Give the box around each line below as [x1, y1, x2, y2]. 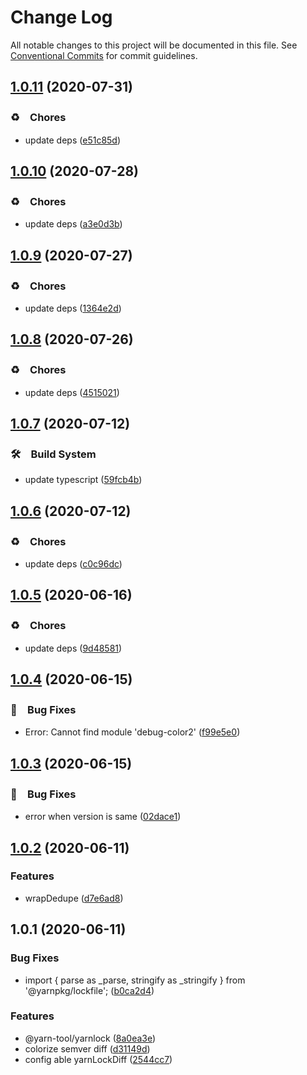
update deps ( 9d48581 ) [24, 642, 123, 654]
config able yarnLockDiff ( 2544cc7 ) [24, 1053, 173, 1065]
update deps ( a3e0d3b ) [24, 218, 123, 230]
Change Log [10, 6, 113, 29]
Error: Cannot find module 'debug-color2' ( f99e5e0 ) [24, 726, 241, 738]
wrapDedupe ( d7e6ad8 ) [24, 892, 124, 904]
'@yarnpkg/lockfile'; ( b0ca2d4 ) [24, 984, 155, 996]
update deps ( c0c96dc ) [24, 558, 123, 570]
